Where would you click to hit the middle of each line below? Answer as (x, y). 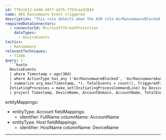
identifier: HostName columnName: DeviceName (69, 127)
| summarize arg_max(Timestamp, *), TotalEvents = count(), (73, 83)
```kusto (19, 65)
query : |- (15, 60)
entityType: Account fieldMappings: (49, 111)
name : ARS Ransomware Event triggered (45, 14)
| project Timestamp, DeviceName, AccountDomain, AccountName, (76, 93)
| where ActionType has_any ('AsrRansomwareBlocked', (66, 79)
